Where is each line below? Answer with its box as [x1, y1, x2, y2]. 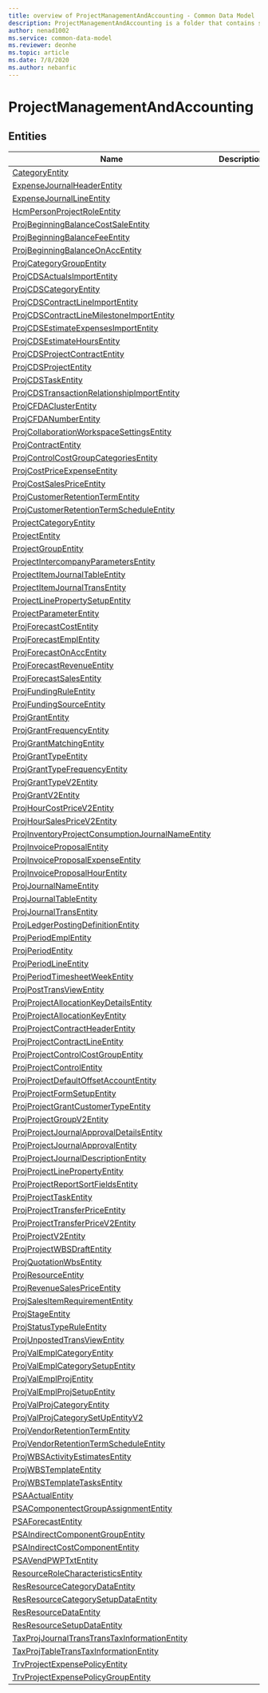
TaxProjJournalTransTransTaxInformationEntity [12, 1632, 188, 1644]
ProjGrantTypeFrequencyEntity [12, 763, 128, 774]
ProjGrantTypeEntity [12, 750, 88, 761]
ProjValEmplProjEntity [12, 1373, 93, 1384]
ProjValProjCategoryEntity [12, 1398, 110, 1410]
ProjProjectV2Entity [12, 1230, 86, 1241]
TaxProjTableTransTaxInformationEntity [12, 1645, 160, 1656]
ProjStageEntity [12, 1308, 70, 1319]
